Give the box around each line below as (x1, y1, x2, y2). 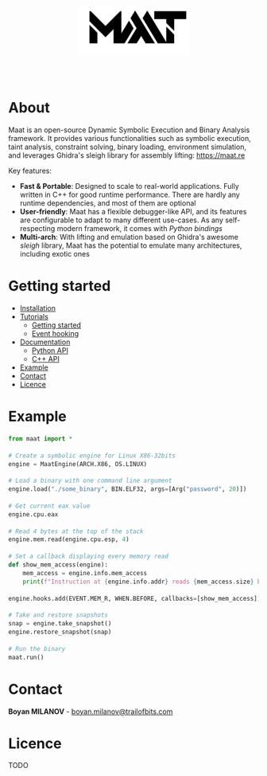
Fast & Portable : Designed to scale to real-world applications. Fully (19, 182, 240, 191)
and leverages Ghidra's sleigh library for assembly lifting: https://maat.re (8, 151, 246, 160)
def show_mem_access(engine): (8, 561, 109, 569)
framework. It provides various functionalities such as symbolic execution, (8, 134, 252, 143)
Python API (31, 346, 69, 355)
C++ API (31, 355, 60, 364)
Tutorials (19, 312, 49, 322)
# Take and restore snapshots (8, 611, 109, 619)
